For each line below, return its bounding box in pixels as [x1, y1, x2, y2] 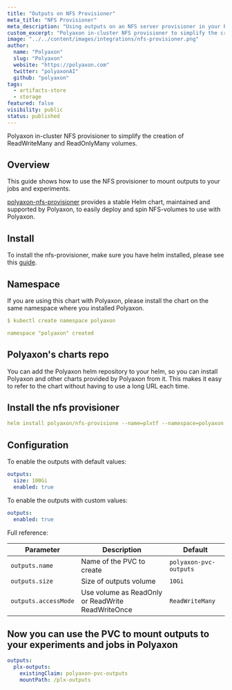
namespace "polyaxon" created [7, 329, 95, 337]
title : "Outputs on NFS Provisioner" [7, 10, 116, 17]
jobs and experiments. [7, 184, 70, 193]
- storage [13, 94, 41, 101]
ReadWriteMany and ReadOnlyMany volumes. [7, 139, 138, 147]
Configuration [7, 439, 69, 451]
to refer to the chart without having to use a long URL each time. [7, 382, 190, 390]
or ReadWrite [81, 596, 124, 606]
